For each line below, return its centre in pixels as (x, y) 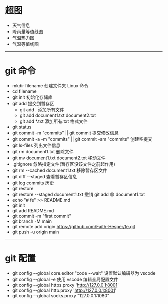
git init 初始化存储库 (32, 97)
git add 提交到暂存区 (33, 103)
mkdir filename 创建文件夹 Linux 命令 (50, 85)
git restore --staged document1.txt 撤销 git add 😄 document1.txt (79, 194)
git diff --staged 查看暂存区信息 (45, 176)
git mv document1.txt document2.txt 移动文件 (59, 158)
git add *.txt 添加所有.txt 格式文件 (54, 121)
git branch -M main (32, 221)
